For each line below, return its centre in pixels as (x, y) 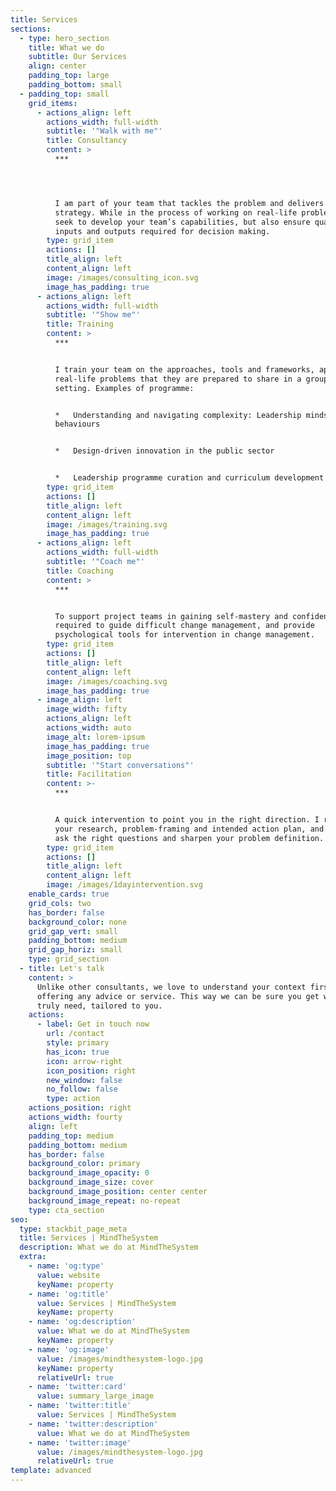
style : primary (78, 1043)
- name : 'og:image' (69, 1349)
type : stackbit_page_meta (73, 1229)
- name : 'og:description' (82, 1322)
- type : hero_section (64, 38)
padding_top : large (69, 76)
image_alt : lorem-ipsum (95, 737)
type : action (73, 1099)
